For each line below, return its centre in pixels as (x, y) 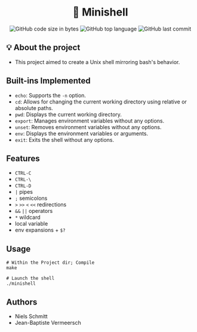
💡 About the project (43, 48)
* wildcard (27, 217)
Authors (22, 302)
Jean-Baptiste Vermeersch (48, 323)
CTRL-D (23, 186)
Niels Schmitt (31, 316)
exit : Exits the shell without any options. (64, 139)
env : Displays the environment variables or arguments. (81, 133)
